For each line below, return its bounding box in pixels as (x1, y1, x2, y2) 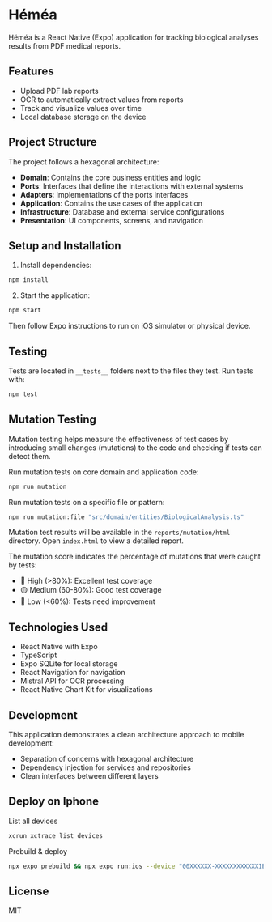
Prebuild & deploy (8, 846, 67, 856)
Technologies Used (8, 620, 108, 634)
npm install (8, 276, 49, 284)
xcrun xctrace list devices (8, 831, 104, 839)
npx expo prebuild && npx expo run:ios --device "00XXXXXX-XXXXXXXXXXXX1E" (8, 862, 270, 870)
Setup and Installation (8, 239, 121, 253)
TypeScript (19, 650, 57, 661)
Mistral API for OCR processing (19, 676, 125, 686)
